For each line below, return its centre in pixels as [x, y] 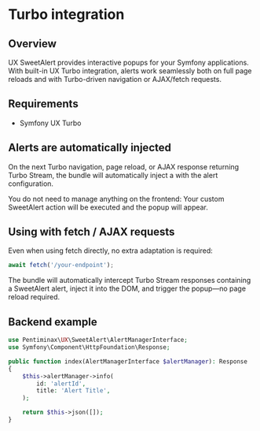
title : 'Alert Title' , [73, 391]
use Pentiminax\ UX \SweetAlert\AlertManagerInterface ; [98, 340]
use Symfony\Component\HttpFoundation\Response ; [89, 347]
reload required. [34, 297]
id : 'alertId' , [61, 384]
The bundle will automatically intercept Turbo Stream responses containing [130, 281]
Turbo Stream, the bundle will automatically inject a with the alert [113, 175]
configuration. [31, 184]
